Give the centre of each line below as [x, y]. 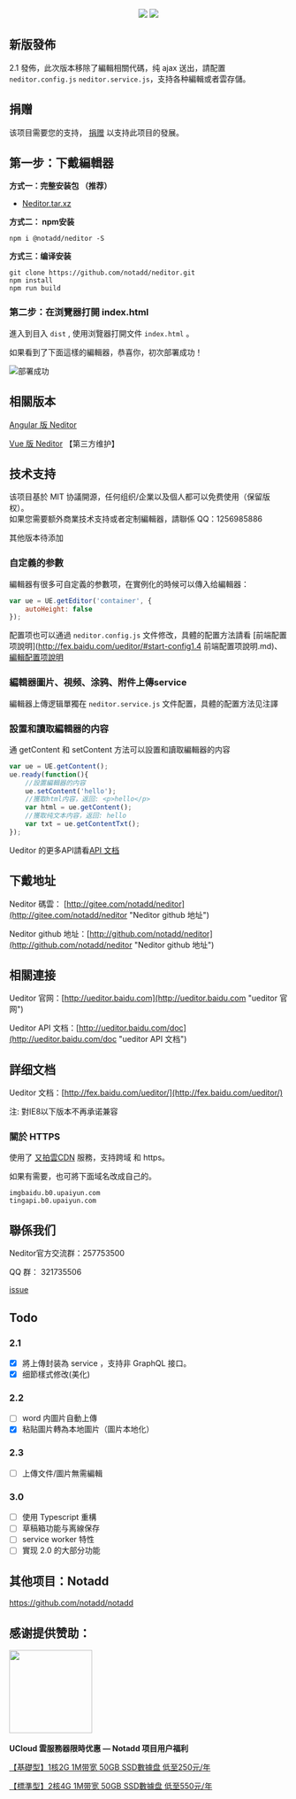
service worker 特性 [58, 1540]
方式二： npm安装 [42, 222]
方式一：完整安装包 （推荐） [61, 186]
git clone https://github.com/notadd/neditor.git [102, 273]
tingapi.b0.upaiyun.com [53, 1201]
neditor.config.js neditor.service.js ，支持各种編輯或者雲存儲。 [130, 79]
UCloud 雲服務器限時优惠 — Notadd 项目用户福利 [99, 1749]
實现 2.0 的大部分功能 [61, 1550]
